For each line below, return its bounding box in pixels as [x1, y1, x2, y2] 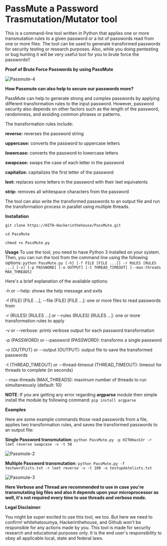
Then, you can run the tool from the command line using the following [5, 254, 148, 260]
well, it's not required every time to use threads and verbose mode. [5, 495, 147, 501]
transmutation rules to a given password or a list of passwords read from [5, 35, 154, 41]
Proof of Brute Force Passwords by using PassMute [5, 66, 113, 72]
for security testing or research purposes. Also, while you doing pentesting [5, 46, 159, 52]
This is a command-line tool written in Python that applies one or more [5, 30, 149, 36]
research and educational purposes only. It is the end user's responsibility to [5, 530, 162, 536]
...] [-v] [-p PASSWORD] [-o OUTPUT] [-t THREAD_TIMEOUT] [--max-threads [5, 265, 162, 270]
